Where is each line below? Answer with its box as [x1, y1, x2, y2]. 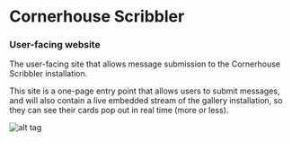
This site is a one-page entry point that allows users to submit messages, [9, 85, 280, 96]
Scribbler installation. [9, 68, 88, 79]
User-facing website [9, 39, 101, 51]
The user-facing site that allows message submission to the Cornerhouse [9, 58, 281, 69]
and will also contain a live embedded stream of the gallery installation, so [9, 95, 283, 106]
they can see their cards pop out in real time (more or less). [9, 105, 229, 116]
